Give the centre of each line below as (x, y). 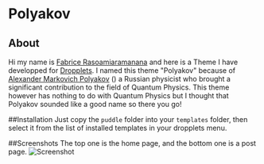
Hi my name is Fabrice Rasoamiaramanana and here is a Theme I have (123, 62)
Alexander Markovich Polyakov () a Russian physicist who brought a (119, 79)
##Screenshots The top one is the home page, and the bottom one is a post (132, 143)
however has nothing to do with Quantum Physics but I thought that (118, 95)
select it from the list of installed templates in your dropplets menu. (118, 128)
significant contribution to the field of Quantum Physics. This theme (119, 87)
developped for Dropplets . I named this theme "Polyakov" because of (122, 71)
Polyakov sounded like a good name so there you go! (95, 104)
